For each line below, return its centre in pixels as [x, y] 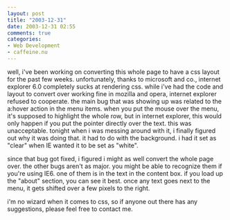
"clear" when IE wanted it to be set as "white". [73, 145]
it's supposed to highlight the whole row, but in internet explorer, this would [114, 116]
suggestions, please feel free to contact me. [70, 209]
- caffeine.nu [28, 53]
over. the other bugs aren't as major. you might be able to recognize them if [115, 166]
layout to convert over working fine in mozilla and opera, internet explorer [112, 93]
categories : [24, 39]
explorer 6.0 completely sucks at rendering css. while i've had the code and [115, 86]
